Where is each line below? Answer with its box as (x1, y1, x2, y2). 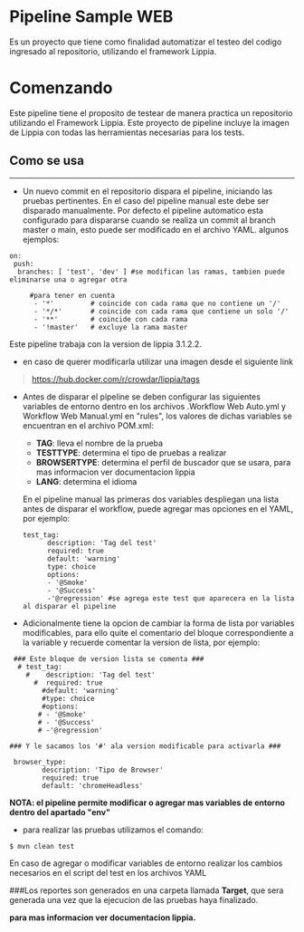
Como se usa (9, 153, 84, 168)
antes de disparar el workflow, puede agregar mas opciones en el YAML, (22, 503, 294, 514)
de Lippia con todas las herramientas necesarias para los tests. (9, 127, 245, 138)
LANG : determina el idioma (35, 476, 138, 486)
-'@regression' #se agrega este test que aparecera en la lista (46, 593, 295, 603)
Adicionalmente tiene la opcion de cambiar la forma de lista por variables (22, 618, 295, 629)
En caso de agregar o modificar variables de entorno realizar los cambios (9, 858, 283, 869)
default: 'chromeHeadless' (42, 781, 144, 790)
